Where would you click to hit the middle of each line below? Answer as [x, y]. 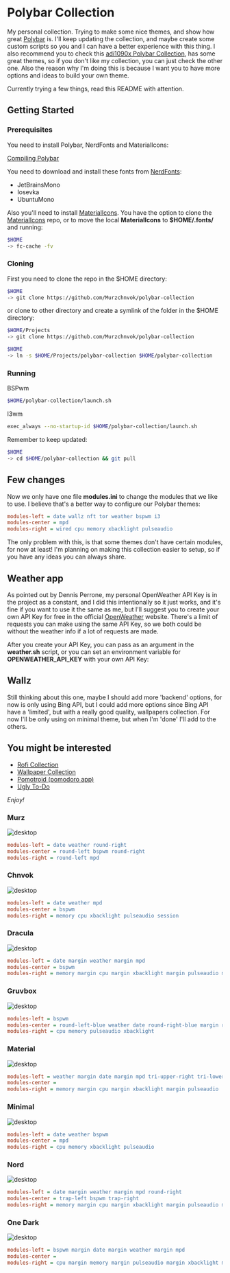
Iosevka [28, 192]
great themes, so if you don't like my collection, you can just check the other [115, 60]
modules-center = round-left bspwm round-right [76, 851]
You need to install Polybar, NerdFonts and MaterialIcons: [88, 145]
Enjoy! [16, 799]
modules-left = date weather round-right [67, 845]
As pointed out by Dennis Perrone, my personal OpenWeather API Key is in [112, 594]
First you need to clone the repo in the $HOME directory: [87, 279]
